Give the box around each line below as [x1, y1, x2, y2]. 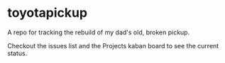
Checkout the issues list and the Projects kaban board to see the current [7, 41, 219, 50]
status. [7, 49, 28, 57]
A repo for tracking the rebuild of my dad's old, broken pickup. [7, 28, 190, 36]
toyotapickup [7, 5, 87, 21]
